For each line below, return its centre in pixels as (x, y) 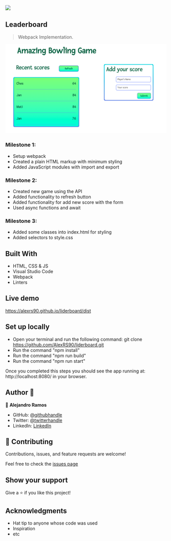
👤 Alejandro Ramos (26, 405)
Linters (20, 282)
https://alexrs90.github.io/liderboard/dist (48, 310)
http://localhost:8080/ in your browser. (46, 376)
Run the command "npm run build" (49, 356)
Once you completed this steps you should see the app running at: (76, 371)
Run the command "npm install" (46, 350)
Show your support (37, 480)
